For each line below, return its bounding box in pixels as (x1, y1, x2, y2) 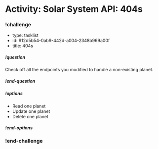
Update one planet (12, 108, 50, 114)
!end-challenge (5, 137, 43, 144)
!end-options (5, 125, 33, 131)
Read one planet (12, 103, 46, 109)
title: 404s (12, 43, 34, 49)
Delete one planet (12, 113, 48, 119)
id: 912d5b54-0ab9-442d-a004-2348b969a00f (12, 38, 110, 44)
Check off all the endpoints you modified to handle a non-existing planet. (5, 67, 154, 73)
